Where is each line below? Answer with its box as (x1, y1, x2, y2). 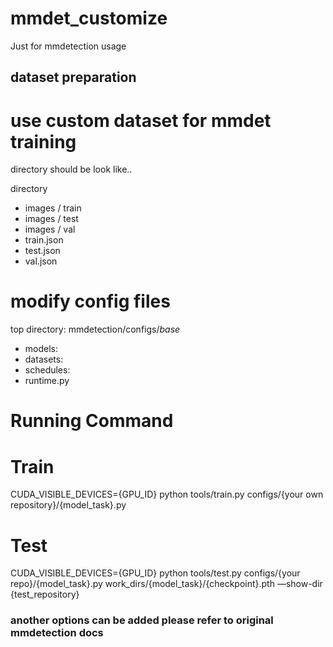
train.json (24, 234, 64, 246)
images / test (24, 213, 79, 225)
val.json (24, 255, 58, 267)
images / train (24, 202, 82, 214)
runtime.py (24, 375, 70, 387)
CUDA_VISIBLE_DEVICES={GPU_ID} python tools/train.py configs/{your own (10, 488, 324, 501)
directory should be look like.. (10, 163, 133, 176)
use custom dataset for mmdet (10, 109, 272, 132)
